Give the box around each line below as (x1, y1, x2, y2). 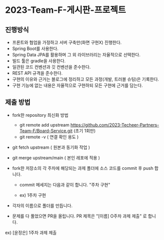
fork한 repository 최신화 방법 (12, 112, 69, 118)
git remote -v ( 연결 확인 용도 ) (19, 133, 79, 140)
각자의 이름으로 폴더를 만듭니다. (12, 202, 72, 209)
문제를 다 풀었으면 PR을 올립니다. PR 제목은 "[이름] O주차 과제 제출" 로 (12, 213, 147, 219)
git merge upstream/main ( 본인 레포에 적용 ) (12, 155, 100, 160)
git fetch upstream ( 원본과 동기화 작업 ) (12, 144, 91, 150)
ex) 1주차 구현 (19, 192, 47, 198)
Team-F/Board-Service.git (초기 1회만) (19, 128, 96, 133)
